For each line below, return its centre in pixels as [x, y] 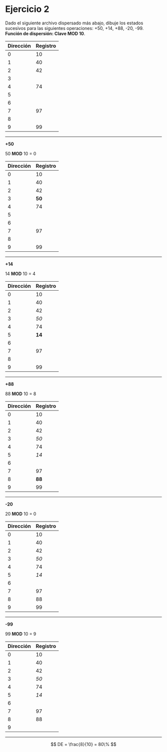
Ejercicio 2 [27, 9]
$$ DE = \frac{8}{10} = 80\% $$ [83, 744]
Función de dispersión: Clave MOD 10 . [45, 33]
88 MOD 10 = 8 [21, 394]
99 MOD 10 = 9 [21, 634]
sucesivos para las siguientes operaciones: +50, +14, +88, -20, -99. [75, 28]
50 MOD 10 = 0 [21, 153]
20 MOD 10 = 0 [21, 514]
